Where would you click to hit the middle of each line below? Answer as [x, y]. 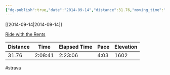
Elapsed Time [76, 47]
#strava [13, 68]
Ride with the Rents [25, 34]
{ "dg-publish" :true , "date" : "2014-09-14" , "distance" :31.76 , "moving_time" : [85, 10]
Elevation [126, 47]
